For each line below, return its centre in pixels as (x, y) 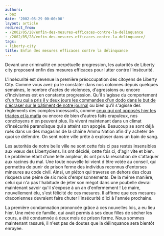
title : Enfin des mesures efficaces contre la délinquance (67, 50)
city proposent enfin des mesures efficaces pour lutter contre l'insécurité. (80, 70)
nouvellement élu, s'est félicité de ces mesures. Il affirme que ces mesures (80, 193)
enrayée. (14, 228)
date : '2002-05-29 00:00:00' (35, 19)
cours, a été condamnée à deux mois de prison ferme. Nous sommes (75, 218)
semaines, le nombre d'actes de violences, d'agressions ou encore (73, 90)
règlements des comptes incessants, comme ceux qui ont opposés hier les (81, 110)
